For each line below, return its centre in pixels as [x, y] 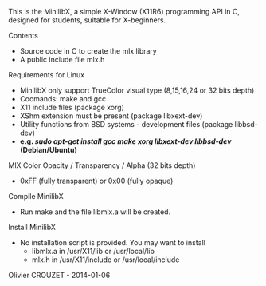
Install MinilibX [32, 227]
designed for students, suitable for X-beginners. [87, 20]
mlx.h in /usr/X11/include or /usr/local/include [106, 260]
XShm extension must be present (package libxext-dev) [111, 116]
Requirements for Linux [47, 75]
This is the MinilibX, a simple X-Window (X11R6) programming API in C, [124, 12]
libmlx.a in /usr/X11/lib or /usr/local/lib [93, 251]
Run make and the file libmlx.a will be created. [95, 212]
